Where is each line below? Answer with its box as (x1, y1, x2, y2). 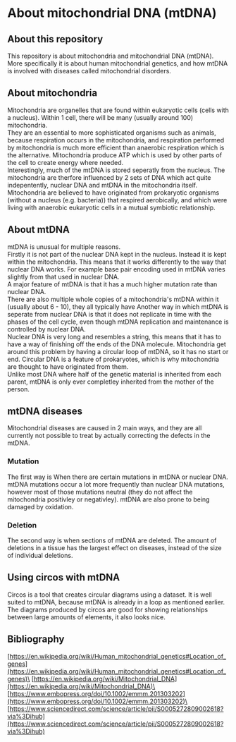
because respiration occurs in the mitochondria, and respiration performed (7, 135, 224, 144)
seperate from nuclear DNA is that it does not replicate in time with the (7, 310, 212, 318)
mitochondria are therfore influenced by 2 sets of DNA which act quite (7, 173, 211, 181)
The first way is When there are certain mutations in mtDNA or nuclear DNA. (7, 473, 229, 481)
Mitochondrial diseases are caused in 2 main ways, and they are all (7, 424, 202, 432)
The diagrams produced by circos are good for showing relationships (7, 605, 209, 614)
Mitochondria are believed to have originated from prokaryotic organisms (7, 188, 220, 197)
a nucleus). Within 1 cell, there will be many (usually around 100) (7, 113, 194, 121)
